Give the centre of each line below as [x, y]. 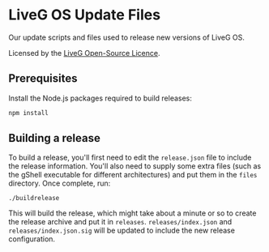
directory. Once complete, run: [60, 183]
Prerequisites [43, 79]
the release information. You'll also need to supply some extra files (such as [135, 166]
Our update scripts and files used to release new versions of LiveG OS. [127, 37]
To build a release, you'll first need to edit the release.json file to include [130, 158]
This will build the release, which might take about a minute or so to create [132, 213]
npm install [28, 113]
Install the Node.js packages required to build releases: [100, 98]
